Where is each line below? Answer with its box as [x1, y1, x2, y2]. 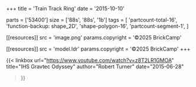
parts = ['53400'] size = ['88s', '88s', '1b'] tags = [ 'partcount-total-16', [6, 16, 177, 23]
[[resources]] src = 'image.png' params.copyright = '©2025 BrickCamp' [6, 34, 182, 41]
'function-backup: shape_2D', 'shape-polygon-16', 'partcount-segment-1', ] [6, 23, 189, 29]
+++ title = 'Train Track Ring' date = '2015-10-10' [6, 5, 125, 12]
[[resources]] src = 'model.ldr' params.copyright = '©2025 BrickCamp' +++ [6, 45, 191, 52]
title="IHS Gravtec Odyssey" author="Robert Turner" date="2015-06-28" [6, 63, 184, 70]
